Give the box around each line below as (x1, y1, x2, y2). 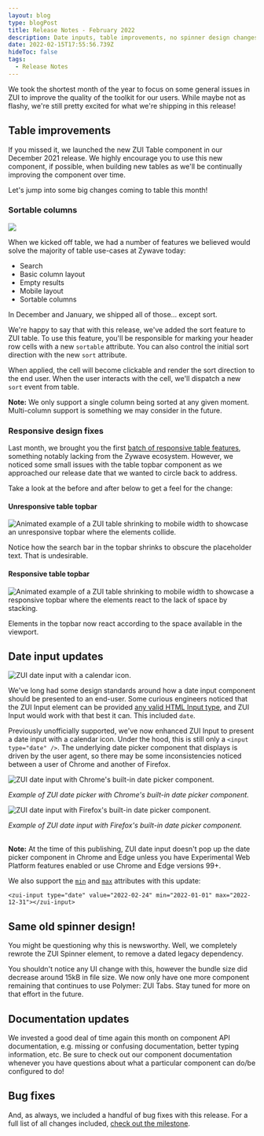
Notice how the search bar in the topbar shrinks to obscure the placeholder (8, 542, 252, 552)
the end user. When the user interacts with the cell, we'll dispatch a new (8, 373, 241, 383)
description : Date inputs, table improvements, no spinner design (8, 33, 230, 42)
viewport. (8, 627, 39, 636)
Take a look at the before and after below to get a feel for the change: (8, 483, 233, 493)
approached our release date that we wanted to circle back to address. (8, 468, 238, 478)
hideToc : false (8, 48, 58, 56)
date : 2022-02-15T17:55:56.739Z (8, 41, 114, 49)
